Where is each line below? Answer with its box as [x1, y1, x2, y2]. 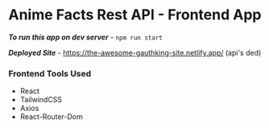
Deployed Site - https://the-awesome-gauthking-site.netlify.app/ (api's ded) [8, 47, 262, 57]
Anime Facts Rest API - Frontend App [8, 6, 262, 24]
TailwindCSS [19, 95, 63, 105]
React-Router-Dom [19, 112, 83, 122]
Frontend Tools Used [8, 68, 92, 79]
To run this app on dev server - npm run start [8, 32, 163, 42]
